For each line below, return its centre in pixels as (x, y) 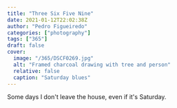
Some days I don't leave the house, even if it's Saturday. (87, 97)
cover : (17, 52)
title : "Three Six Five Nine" (51, 13)
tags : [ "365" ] (28, 39)
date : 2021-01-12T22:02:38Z (48, 20)
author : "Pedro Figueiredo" (48, 26)
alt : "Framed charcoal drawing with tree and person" (92, 65)
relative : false (37, 71)
